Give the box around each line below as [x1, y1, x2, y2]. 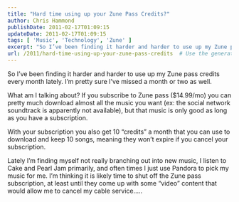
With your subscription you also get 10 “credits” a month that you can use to [7, 127, 230, 136]
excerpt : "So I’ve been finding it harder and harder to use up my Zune [7, 43, 228, 51]
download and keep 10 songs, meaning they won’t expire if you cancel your [7, 134, 229, 143]
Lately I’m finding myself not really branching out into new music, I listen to [7, 156, 227, 164]
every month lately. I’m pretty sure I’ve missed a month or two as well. [7, 77, 212, 85]
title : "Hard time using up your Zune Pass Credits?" [7, 10, 171, 18]
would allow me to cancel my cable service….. [7, 186, 143, 195]
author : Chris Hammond [7, 17, 75, 24]
